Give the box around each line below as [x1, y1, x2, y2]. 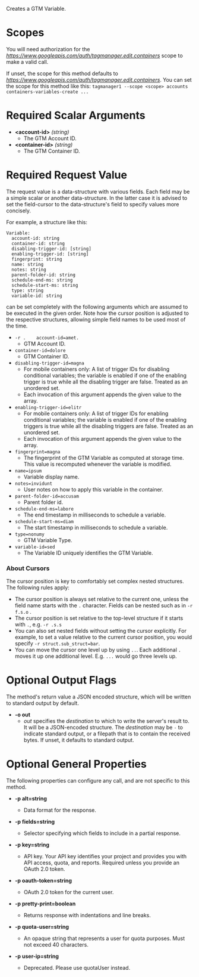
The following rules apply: [6, 584, 70, 591]
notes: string [11, 267, 46, 273]
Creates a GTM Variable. [6, 5, 67, 12]
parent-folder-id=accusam [14, 493, 79, 499]
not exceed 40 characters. [23, 941, 89, 948]
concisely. [6, 207, 31, 214]
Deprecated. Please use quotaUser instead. [23, 964, 131, 971]
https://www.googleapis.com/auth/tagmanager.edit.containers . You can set [6, 76, 192, 83]
